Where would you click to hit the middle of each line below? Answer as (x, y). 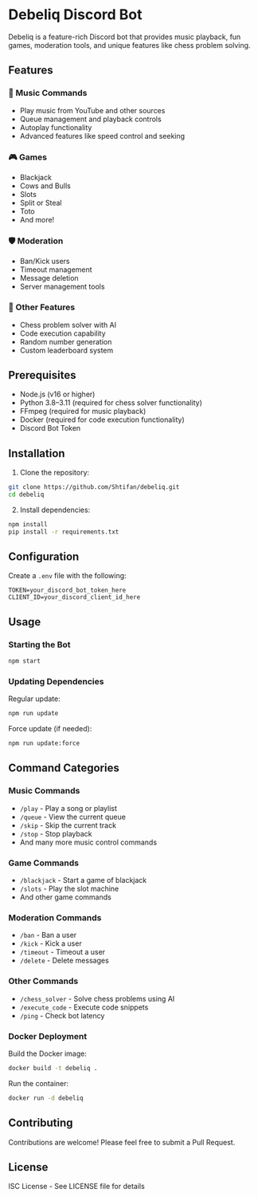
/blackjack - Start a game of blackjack (83, 880)
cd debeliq (26, 495)
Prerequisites (42, 375)
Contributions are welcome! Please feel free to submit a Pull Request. (122, 1142)
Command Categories (64, 768)
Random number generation (66, 341)
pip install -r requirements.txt (64, 532)
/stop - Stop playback (56, 833)
